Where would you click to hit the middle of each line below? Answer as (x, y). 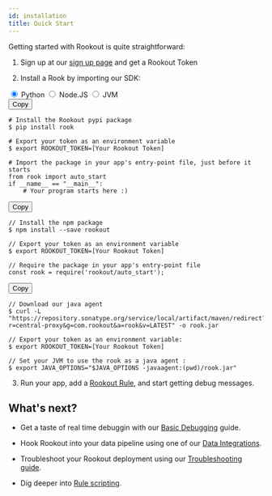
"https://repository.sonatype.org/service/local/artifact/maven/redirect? (137, 318)
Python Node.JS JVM (70, 95)
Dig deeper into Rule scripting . (71, 483)
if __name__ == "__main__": (56, 184)
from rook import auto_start (57, 176)
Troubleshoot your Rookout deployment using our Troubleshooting (131, 459)
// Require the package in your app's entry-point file (104, 265)
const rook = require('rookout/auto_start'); (86, 272)
